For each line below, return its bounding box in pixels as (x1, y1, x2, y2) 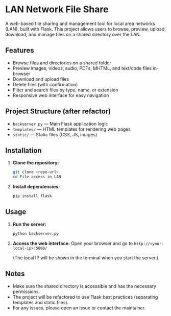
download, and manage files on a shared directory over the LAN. (5, 31, 141, 37)
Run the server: (12, 221, 47, 227)
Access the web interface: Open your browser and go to (12, 240, 133, 246)
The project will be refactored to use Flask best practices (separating (12, 294, 158, 300)
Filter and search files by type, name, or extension (12, 87, 118, 93)
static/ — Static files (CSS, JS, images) (12, 131, 97, 137)
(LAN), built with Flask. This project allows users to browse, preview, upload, (5, 26, 166, 32)
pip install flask (12, 193, 52, 199)
